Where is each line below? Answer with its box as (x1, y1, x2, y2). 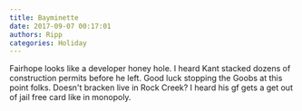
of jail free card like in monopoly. (9, 92, 132, 103)
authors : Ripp (9, 30, 63, 39)
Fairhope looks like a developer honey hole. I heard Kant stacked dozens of (9, 63, 291, 74)
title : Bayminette (9, 13, 79, 23)
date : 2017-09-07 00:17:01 (9, 22, 112, 31)
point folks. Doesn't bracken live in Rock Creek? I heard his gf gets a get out (9, 82, 293, 93)
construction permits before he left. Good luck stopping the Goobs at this (9, 73, 283, 84)
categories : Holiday (9, 38, 88, 48)
